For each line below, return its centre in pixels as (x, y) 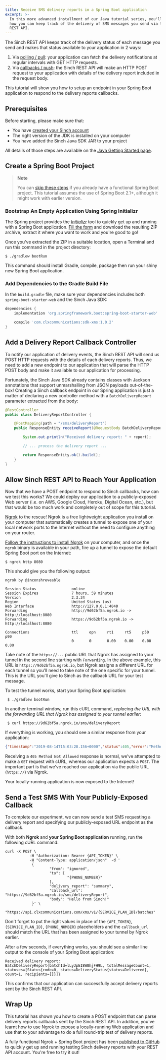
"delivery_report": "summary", (81, 886)
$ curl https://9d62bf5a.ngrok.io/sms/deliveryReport (64, 723)
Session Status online (45, 589)
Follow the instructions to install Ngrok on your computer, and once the (77, 542)
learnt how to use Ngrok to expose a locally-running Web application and (80, 1027)
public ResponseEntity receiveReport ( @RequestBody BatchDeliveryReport (89, 428)
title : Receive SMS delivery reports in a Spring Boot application (76, 10)
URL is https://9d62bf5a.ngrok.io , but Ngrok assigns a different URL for (79, 665)
